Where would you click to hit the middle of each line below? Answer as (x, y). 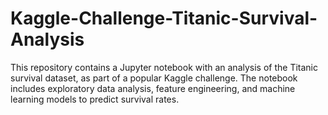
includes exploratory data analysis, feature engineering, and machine (153, 88)
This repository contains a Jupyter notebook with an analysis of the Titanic (164, 67)
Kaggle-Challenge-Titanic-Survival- (164, 18)
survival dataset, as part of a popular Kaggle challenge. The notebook (154, 78)
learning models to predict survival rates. (95, 99)
